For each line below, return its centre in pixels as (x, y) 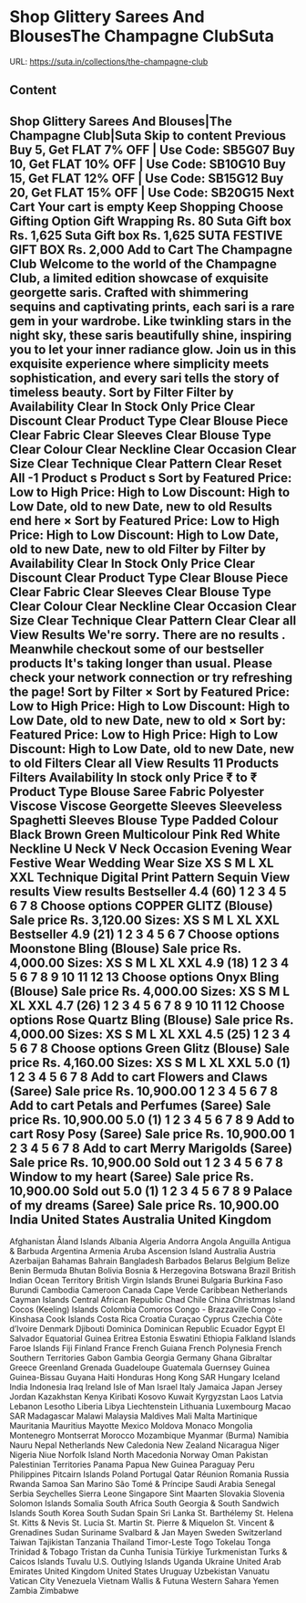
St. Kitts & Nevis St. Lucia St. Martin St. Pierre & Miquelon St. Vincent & (142, 1523)
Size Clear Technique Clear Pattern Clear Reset (146, 463)
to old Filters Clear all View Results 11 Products (144, 763)
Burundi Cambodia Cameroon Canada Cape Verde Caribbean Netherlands (149, 1290)
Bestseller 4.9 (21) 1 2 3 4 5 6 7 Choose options (144, 934)
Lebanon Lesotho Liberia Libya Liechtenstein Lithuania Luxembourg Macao (150, 1407)
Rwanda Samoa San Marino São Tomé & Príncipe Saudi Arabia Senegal (143, 1484)
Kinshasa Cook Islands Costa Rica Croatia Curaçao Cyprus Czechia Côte (146, 1319)
